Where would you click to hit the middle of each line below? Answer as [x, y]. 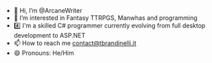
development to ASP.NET [50, 35]
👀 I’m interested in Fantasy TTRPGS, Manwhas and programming [105, 18]
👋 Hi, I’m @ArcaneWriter [48, 11]
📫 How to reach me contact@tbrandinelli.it [75, 43]
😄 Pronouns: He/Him [44, 53]
